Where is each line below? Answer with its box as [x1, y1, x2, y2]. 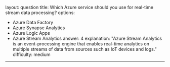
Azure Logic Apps [12, 30, 51, 36]
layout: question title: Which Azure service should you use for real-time [5, 5, 153, 10]
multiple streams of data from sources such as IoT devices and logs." [12, 46, 157, 52]
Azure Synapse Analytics [12, 25, 65, 31]
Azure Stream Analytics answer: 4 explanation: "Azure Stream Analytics [12, 35, 162, 41]
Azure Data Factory [12, 20, 53, 25]
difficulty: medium [12, 51, 51, 57]
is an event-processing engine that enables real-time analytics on [12, 41, 149, 47]
